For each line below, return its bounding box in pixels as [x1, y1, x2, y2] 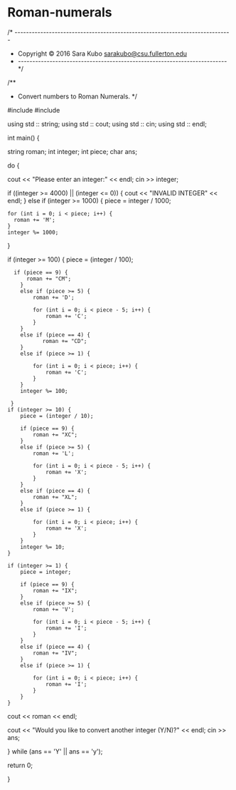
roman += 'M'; [14, 216, 55, 223]
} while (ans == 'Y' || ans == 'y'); [7, 747, 103, 756]
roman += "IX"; [33, 587, 78, 594]
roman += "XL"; [33, 493, 78, 501]
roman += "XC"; [33, 431, 78, 438]
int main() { [7, 133, 41, 142]
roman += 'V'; [33, 605, 75, 613]
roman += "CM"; [26, 275, 72, 282]
